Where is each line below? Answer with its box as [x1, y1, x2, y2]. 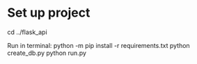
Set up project [7, 5, 90, 21]
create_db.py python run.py [7, 49, 87, 57]
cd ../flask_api [7, 28, 47, 36]
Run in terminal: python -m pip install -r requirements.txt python [7, 41, 190, 49]
